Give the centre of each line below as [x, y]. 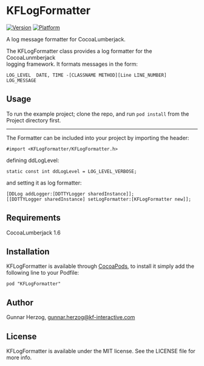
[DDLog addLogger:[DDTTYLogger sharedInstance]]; [70, 194]
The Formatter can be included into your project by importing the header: [98, 138]
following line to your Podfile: [43, 273]
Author [20, 302]
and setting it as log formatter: [44, 183]
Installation [28, 251]
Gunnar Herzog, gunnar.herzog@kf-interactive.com [71, 317]
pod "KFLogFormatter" [34, 284]
